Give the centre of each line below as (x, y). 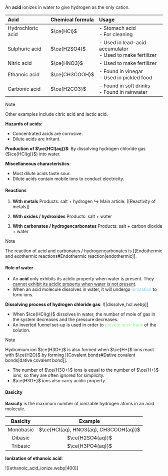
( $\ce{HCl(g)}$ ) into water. (33, 154)
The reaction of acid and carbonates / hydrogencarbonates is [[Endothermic (84, 251)
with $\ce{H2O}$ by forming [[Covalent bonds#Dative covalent (70, 355)
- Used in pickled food (126, 77)
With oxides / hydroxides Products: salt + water (62, 216)
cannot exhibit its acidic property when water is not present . (74, 284)
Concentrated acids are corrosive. (47, 133)
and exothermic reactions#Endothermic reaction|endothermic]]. (71, 256)
